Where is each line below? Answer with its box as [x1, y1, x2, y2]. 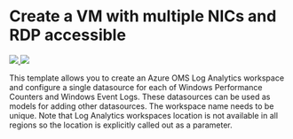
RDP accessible [9, 25, 127, 45]
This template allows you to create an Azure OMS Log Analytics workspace [9, 73, 285, 83]
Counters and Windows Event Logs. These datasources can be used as [9, 91, 271, 102]
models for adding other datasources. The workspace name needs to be [9, 100, 274, 112]
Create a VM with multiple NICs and [9, 6, 277, 27]
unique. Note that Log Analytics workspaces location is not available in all [9, 110, 278, 120]
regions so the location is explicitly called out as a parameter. [9, 120, 233, 130]
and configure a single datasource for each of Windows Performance [9, 81, 263, 92]
